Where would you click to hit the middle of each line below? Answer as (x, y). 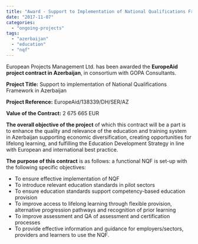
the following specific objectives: (46, 167)
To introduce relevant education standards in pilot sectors (85, 185)
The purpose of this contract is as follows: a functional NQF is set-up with (97, 161)
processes (27, 222)
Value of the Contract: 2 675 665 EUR (52, 113)
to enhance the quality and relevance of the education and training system (96, 131)
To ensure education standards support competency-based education (100, 191)
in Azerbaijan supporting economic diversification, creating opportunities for (99, 137)
